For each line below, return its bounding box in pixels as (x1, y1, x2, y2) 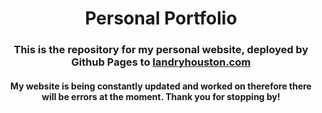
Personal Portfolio (84, 7, 238, 30)
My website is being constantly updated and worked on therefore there (10, 80, 312, 92)
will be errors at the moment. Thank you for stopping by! (41, 90, 281, 102)
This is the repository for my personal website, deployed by (13, 43, 309, 57)
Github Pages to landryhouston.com (71, 55, 251, 69)
